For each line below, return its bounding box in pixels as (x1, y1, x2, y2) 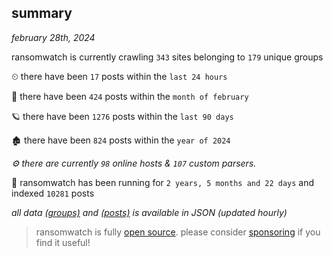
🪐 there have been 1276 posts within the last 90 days (11, 110, 234, 122)
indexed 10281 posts (11, 187, 95, 199)
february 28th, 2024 (11, 31, 96, 43)
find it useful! (35, 236, 91, 248)
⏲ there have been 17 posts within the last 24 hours (11, 70, 228, 82)
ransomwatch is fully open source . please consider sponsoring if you (35, 226, 321, 238)
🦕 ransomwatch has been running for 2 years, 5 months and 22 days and (11, 176, 315, 188)
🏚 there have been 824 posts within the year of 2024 (11, 134, 231, 146)
